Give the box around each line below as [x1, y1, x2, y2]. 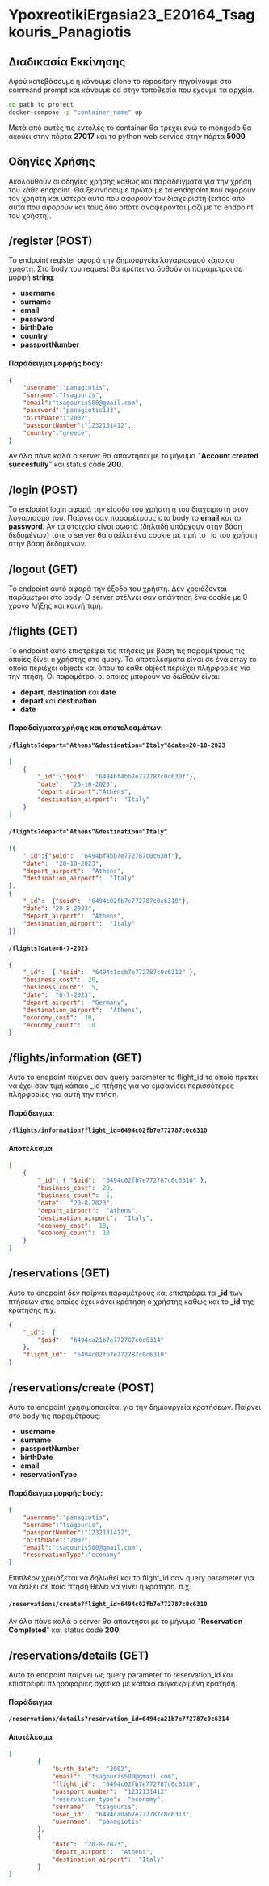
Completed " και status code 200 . [8, 1625, 121, 1635]
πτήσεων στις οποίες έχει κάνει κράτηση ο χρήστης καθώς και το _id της [8, 1296, 254, 1306]
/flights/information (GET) [8, 1051, 142, 1065]
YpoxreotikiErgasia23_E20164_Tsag [8, 6, 256, 24]
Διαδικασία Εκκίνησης [8, 55, 126, 69]
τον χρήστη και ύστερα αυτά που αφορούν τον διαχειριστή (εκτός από [8, 193, 246, 203]
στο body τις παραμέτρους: [8, 1411, 101, 1420]
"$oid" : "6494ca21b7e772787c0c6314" [37, 1335, 164, 1344]
